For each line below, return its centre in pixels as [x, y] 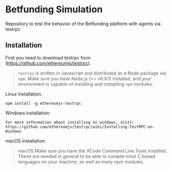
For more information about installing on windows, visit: [70, 122]
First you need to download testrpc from [48, 58]
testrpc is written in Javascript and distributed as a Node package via [92, 73]
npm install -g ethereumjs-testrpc [43, 103]
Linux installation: [24, 94]
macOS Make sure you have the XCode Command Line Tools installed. [92, 150]
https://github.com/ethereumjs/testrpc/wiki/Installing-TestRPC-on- [80, 127]
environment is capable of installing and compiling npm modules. [85, 84]
